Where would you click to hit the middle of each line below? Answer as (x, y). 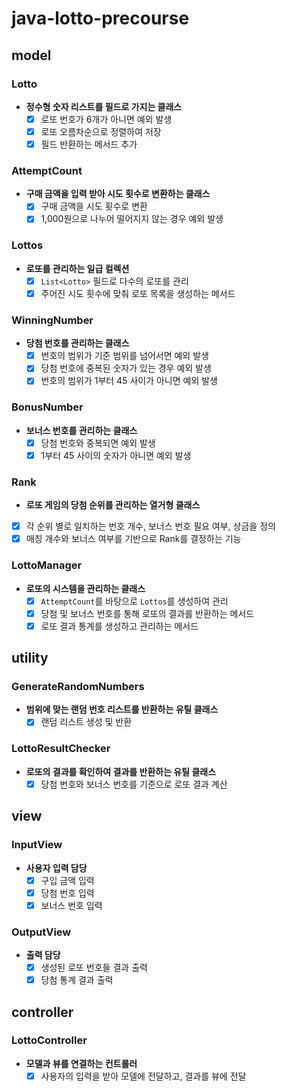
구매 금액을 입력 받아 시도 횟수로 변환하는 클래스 (118, 194)
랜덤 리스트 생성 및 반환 (86, 722)
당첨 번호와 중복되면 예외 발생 (98, 443)
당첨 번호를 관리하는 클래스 (77, 343)
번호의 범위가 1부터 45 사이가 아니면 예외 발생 (129, 381)
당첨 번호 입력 (67, 893)
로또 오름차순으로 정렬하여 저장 (101, 131)
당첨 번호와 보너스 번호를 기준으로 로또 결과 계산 (134, 784)
